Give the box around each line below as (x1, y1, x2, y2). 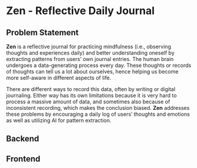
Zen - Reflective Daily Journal (6, 4, 155, 18)
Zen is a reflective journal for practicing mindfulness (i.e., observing (6, 43, 171, 50)
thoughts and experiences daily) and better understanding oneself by (6, 49, 175, 56)
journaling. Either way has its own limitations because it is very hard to (6, 92, 177, 99)
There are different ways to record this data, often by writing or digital (6, 86, 176, 92)
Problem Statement (6, 28, 79, 38)
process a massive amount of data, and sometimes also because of (6, 98, 170, 105)
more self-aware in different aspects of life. (6, 75, 111, 81)
